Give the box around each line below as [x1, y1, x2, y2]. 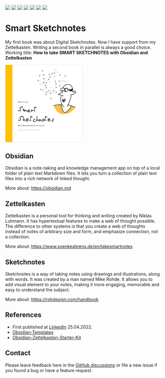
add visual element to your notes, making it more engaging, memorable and [5, 282, 160, 288]
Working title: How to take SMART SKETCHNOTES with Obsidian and [5, 50, 148, 56]
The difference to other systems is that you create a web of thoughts [5, 223, 146, 229]
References [5, 311, 42, 319]
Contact [5, 349, 31, 357]
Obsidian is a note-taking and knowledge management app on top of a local [5, 165, 160, 171]
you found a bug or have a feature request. [5, 367, 93, 373]
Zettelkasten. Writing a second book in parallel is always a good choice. [5, 44, 152, 50]
